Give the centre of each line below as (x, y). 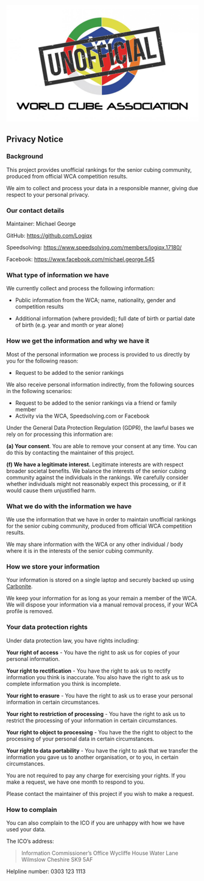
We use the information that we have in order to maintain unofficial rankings (101, 520)
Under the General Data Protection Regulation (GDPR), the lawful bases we (100, 427)
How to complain (32, 809)
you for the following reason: (42, 361)
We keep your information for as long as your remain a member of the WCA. (101, 599)
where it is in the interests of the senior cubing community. (80, 551)
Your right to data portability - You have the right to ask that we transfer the (102, 750)
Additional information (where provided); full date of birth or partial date (105, 319)
